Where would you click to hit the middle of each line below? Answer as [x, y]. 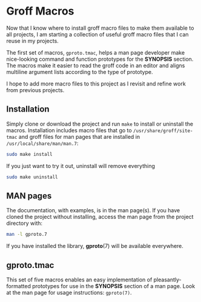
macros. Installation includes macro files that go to [69, 130]
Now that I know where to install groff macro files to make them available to [100, 28]
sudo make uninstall [32, 177]
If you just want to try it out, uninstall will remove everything [81, 166]
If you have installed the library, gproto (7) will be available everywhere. [95, 246]
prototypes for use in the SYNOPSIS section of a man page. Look [114, 286]
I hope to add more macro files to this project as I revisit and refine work [96, 84]
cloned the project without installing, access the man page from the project [100, 217]
